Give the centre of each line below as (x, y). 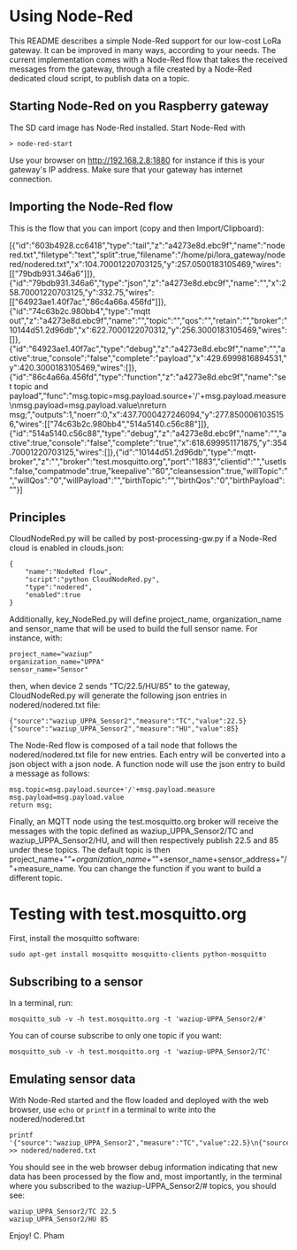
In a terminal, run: (41, 1003)
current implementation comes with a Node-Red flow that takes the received (148, 59)
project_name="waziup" (51, 655)
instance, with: (36, 638)
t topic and (29, 386)
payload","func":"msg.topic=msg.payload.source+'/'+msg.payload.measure (148, 395)
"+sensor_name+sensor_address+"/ (221, 859)
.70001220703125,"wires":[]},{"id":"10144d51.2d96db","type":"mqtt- (133, 452)
